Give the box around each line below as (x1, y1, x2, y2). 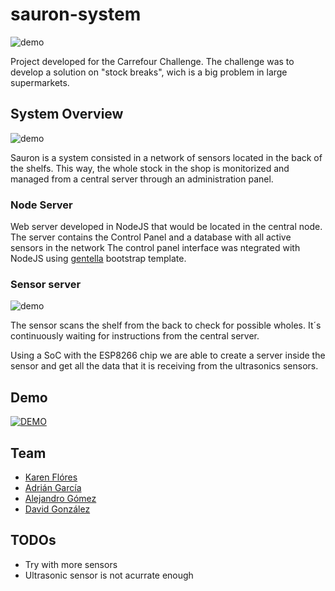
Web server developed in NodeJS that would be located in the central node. (10, 221, 323, 233)
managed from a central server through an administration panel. (10, 173, 274, 185)
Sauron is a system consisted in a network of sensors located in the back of (10, 151, 323, 163)
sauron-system (10, 3, 142, 26)
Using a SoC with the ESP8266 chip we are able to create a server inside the (10, 349, 326, 362)
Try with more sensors (24, 558, 118, 570)
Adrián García (24, 481, 82, 493)
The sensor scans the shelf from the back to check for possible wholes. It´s (10, 319, 322, 332)
